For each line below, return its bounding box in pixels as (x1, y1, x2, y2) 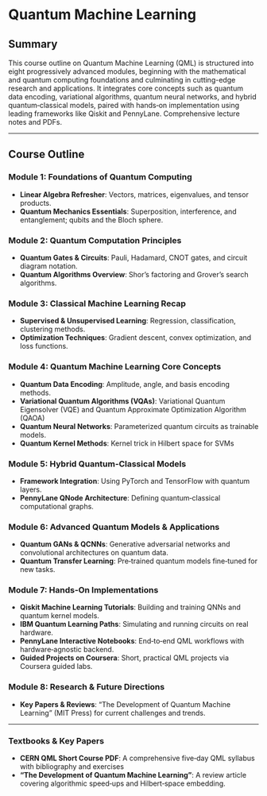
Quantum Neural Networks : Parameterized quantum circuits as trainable (19, 421, 259, 431)
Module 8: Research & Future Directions (8, 682, 165, 693)
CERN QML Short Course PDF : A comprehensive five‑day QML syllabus (19, 753, 256, 763)
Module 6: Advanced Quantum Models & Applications (8, 521, 220, 532)
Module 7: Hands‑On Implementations (8, 585, 159, 596)
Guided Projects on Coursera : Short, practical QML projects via (19, 653, 229, 663)
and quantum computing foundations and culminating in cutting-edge (8, 75, 236, 84)
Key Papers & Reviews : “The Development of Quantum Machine (19, 699, 231, 709)
